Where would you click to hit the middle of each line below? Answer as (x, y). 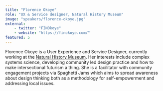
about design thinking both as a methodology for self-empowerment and (80, 78)
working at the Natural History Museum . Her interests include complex (77, 57)
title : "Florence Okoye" (31, 10)
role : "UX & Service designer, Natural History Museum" (64, 14)
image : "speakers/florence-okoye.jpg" (45, 19)
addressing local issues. (30, 83)
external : (15, 24)
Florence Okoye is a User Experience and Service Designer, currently (76, 51)
